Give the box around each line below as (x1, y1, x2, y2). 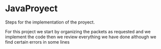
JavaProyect (5, 3, 58, 14)
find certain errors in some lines (5, 39, 70, 45)
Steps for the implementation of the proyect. (5, 19, 95, 25)
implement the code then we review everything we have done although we (5, 34, 157, 40)
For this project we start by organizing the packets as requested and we (5, 28, 151, 34)
